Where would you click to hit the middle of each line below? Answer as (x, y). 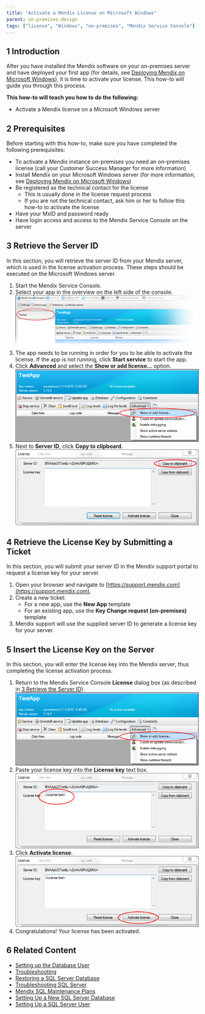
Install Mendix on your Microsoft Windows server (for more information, (105, 175)
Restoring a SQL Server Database (57, 978)
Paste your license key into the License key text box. (81, 770)
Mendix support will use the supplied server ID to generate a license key (106, 624)
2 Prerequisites (36, 129)
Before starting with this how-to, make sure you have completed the (92, 143)
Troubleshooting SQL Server (51, 985)
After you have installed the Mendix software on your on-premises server (98, 66)
